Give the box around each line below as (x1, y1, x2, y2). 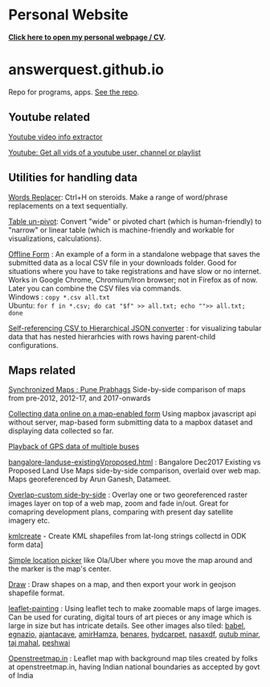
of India (8, 671, 34, 681)
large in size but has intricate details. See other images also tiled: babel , (8, 621, 247, 631)
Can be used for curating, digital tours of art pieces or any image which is (8, 612, 252, 622)
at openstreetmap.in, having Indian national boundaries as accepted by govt (8, 662, 260, 672)
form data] (8, 540, 43, 549)
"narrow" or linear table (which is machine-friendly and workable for (8, 225, 235, 234)
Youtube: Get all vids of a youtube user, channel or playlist (8, 147, 201, 157)
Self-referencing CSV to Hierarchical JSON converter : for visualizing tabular (8, 323, 262, 333)
